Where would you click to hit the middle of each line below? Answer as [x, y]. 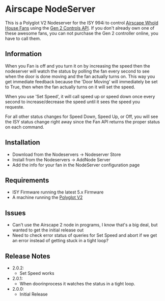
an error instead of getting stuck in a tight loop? [60, 241]
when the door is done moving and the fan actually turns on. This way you [80, 76]
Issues [15, 213]
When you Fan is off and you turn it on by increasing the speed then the [78, 66]
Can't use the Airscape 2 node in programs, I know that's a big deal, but [85, 225]
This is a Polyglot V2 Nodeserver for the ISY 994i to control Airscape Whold [82, 23]
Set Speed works [37, 273]
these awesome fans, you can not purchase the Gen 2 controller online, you [82, 33]
